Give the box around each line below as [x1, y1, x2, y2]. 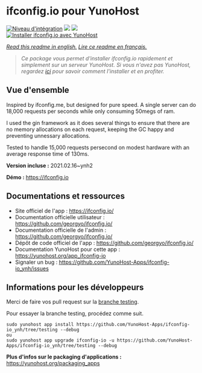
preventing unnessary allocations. [6, 132, 90, 139]
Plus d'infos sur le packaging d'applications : [6, 353, 122, 360]
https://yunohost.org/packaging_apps [6, 360, 100, 367]
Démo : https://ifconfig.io [6, 173, 69, 180]
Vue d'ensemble [6, 85, 69, 95]
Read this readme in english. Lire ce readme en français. [6, 43, 147, 50]
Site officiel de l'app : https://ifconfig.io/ [14, 207, 114, 214]
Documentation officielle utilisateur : [14, 213, 105, 221]
